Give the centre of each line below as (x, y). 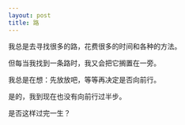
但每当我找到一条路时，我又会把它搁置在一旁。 (84, 63)
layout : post (30, 15)
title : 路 (24, 23)
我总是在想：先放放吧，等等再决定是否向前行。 (84, 79)
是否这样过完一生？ (40, 113)
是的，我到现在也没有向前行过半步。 (67, 96)
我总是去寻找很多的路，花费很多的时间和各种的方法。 (95, 46)
